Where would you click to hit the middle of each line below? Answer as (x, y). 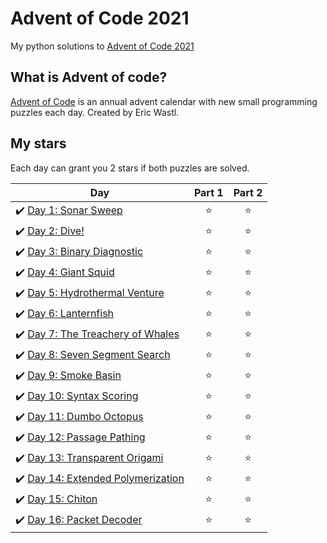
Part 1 (208, 192)
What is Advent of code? (89, 77)
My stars (38, 143)
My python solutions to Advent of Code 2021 (102, 46)
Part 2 (248, 192)
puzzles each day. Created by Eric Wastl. (95, 112)
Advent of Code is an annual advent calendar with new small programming (164, 101)
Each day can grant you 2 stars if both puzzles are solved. (130, 168)
